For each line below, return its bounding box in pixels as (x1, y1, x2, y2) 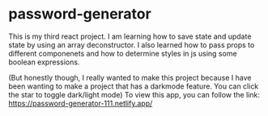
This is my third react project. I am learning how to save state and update (8, 31, 252, 41)
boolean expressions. (8, 57, 80, 67)
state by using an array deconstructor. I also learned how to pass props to (8, 39, 255, 49)
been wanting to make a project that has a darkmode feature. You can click (8, 81, 259, 91)
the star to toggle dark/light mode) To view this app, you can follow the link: (8, 89, 261, 99)
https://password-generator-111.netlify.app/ (8, 98, 153, 108)
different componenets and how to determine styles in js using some (8, 48, 237, 58)
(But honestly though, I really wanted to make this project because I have (8, 72, 252, 82)
